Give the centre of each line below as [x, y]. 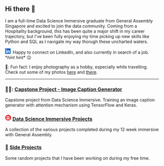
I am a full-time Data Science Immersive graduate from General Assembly [79, 21]
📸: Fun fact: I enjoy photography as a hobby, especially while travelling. [76, 67]
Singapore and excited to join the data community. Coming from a [71, 26]
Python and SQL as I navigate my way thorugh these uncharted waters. [77, 41]
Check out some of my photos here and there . [51, 72]
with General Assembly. [29, 135]
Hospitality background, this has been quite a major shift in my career [75, 31]
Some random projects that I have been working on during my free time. [78, 158]
